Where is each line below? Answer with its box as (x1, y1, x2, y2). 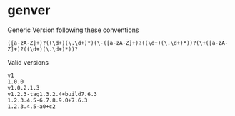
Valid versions (7, 58, 49, 66)
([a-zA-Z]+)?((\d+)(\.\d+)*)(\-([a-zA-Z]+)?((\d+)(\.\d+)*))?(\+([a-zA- (7, 39, 229, 46)
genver (7, 2, 51, 19)
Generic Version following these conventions (7, 26, 139, 34)
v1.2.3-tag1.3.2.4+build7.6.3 (7, 90, 98, 97)
